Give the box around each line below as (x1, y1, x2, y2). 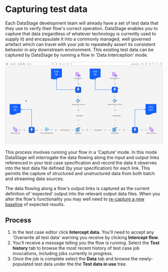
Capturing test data (5, 3, 87, 15)
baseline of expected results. (5, 201, 65, 207)
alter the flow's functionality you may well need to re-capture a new (5, 196, 145, 202)
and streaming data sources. (5, 176, 64, 182)
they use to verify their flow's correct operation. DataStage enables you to (5, 25, 158, 31)
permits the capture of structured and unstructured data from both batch (5, 170, 155, 176)
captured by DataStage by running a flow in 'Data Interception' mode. (5, 51, 148, 58)
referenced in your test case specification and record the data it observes (5, 160, 157, 166)
